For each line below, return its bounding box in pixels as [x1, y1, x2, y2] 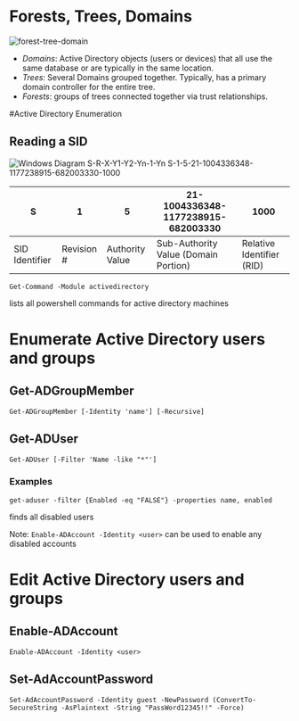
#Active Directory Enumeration [9, 108, 123, 119]
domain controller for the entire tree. [21, 81, 156, 92]
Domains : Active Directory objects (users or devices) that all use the [21, 53, 273, 63]
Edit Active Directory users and [9, 569, 245, 590]
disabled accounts [9, 538, 77, 549]
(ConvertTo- [212, 695, 256, 704]
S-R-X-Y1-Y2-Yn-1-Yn [87, 158, 166, 169]
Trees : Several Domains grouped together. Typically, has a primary [21, 71, 267, 82]
